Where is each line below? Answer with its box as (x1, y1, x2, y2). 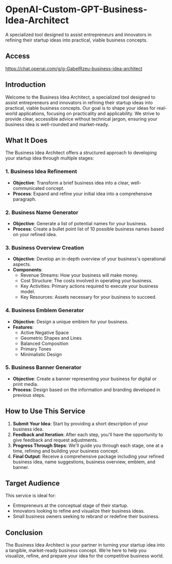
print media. (12, 381, 39, 387)
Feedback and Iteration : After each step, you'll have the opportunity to (12, 431, 163, 437)
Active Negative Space (20, 329, 69, 336)
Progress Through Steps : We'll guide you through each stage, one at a (12, 442, 163, 449)
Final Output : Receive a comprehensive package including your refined (12, 453, 164, 459)
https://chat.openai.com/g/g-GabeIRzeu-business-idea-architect (5, 65, 143, 71)
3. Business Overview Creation (5, 244, 84, 251)
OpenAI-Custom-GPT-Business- (5, 4, 148, 15)
